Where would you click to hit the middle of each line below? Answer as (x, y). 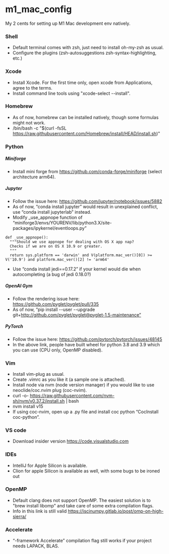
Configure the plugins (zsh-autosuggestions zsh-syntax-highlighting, (84, 53)
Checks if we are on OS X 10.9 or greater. (56, 246)
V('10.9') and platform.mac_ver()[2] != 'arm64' (57, 259)
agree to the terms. (33, 88)
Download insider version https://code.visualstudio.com (71, 441)
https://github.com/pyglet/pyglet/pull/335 (56, 304)
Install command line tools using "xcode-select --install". (71, 93)
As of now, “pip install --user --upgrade (54, 309)
